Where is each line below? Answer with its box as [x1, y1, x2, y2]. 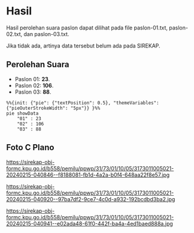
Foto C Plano [6, 142, 54, 153]
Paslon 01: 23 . [14, 75, 50, 82]
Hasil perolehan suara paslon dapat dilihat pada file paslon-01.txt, [6, 24, 168, 31]
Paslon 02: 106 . [14, 82, 54, 89]
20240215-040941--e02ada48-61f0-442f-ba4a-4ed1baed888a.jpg [6, 220, 174, 227]
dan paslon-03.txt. [23, 30, 69, 37]
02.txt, [6, 30, 23, 37]
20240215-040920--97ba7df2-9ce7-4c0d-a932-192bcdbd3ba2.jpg [6, 195, 175, 202]
